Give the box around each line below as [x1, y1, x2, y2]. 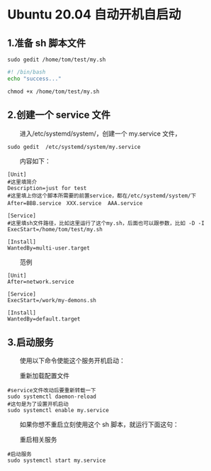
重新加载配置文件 [19, 372, 69, 380]
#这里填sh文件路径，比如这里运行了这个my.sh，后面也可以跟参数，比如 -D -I [7, 219, 205, 227]
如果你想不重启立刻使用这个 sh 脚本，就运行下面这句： [19, 420, 179, 429]
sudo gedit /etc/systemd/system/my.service [7, 143, 141, 150]
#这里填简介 [7, 178, 38, 185]
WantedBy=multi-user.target [7, 244, 91, 252]
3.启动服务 [7, 336, 55, 348]
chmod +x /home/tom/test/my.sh [7, 88, 100, 95]
